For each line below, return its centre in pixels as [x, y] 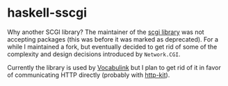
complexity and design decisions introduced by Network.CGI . [94, 54]
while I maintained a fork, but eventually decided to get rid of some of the [112, 46]
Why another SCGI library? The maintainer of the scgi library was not [106, 32]
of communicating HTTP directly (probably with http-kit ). [89, 75]
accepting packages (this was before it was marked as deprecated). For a [113, 39]
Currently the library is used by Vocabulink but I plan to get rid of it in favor [114, 67]
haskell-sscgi [47, 13]
